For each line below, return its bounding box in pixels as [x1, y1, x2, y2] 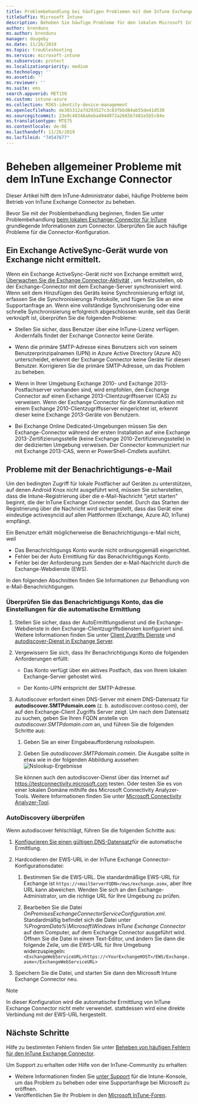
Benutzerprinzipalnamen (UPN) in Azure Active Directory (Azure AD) [14, 349, 181, 356]
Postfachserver [14, 386, 52, 393]
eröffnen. [14, 1085, 37, 1092]
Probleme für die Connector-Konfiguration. [6, 228, 110, 236]
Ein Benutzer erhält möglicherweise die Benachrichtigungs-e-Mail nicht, [6, 529, 181, 536]
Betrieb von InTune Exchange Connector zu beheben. [6, 198, 136, 205]
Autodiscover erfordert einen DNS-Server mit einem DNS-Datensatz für [14, 696, 189, 703]
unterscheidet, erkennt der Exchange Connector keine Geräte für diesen [14, 356, 190, 363]
